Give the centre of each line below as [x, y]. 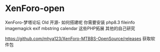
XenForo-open [35, 8]
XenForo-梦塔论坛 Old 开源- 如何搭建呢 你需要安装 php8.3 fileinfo [70, 22]
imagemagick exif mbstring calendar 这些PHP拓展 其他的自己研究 [70, 28]
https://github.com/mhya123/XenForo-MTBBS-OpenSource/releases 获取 [78, 39]
